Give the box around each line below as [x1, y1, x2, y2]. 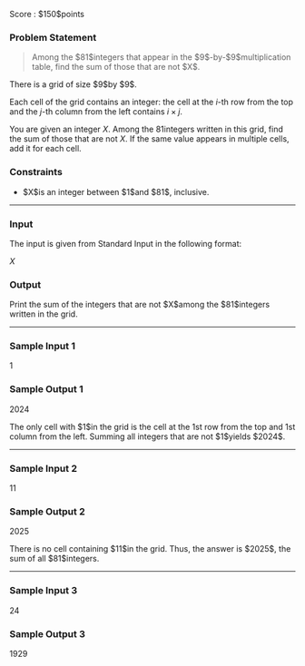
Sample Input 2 [9, 462, 77, 475]
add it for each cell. [9, 143, 82, 154]
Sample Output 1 [9, 383, 84, 396]
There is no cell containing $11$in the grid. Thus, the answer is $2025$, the [9, 544, 291, 554]
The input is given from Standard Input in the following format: [9, 238, 242, 249]
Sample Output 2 [9, 505, 85, 517]
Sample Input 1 [9, 340, 75, 353]
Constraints [9, 166, 64, 179]
